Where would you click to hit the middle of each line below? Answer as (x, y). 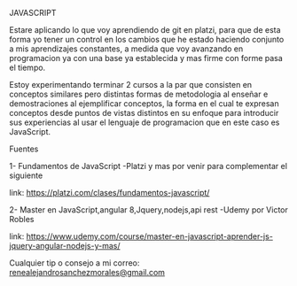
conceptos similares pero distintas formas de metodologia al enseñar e (139, 94)
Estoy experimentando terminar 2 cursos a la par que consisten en (131, 85)
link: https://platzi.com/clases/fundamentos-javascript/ (109, 193)
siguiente (26, 175)
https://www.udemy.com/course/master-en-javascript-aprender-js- (149, 236)
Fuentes (24, 149)
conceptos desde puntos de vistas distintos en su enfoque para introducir (144, 113)
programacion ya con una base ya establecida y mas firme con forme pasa (146, 58)
